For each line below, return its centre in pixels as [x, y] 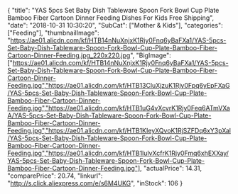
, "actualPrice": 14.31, [171, 168]
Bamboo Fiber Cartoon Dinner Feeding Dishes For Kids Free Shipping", [111, 18]
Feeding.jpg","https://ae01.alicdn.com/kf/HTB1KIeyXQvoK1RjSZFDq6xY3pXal [119, 131]
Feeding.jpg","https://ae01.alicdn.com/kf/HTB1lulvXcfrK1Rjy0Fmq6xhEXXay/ [118, 153]
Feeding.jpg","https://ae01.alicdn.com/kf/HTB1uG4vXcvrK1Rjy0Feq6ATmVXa [119, 108]
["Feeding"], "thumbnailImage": [53, 33]
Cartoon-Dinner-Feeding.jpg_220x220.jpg [69, 55]
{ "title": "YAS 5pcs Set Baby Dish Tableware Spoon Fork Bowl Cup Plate [113, 10]
